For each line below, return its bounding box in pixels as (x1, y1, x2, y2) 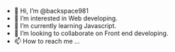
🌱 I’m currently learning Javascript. (13, 22, 117, 30)
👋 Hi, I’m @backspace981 (13, 7, 89, 15)
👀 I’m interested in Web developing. (13, 14, 118, 22)
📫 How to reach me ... (13, 37, 80, 45)
